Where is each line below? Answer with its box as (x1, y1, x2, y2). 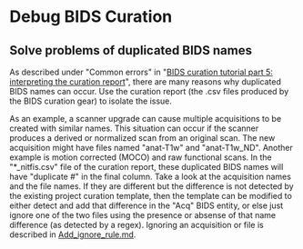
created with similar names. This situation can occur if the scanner (9, 123, 259, 134)
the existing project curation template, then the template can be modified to (9, 191, 293, 201)
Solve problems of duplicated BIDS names (9, 43, 253, 58)
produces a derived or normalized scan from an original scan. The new (9, 133, 276, 143)
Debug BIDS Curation (9, 6, 173, 27)
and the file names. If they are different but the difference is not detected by (9, 181, 294, 192)
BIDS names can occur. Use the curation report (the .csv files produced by (9, 86, 289, 96)
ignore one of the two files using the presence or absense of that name (9, 210, 276, 220)
